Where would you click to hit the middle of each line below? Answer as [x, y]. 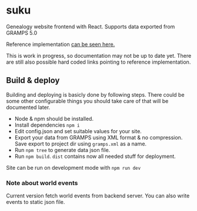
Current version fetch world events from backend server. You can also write [98, 196]
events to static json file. [36, 202]
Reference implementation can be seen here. [61, 44]
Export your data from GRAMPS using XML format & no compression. [98, 137]
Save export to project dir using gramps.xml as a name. [81, 144]
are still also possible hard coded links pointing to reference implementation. [98, 62]
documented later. [28, 107]
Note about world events [42, 183]
